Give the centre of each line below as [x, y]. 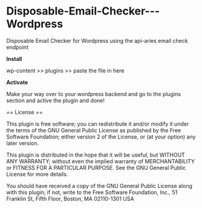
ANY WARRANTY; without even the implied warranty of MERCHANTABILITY [101, 161]
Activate [17, 82]
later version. [23, 143]
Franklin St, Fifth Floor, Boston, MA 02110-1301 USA [70, 198]
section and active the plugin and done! [55, 100]
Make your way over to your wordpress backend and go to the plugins [94, 94]
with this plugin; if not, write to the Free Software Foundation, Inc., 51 [92, 192]
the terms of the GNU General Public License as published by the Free [94, 130]
